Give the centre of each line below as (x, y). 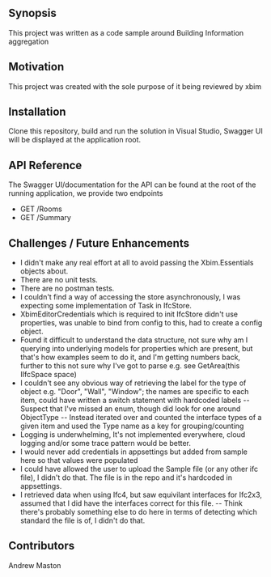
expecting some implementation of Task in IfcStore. (106, 306)
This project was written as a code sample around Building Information (126, 32)
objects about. (44, 271)
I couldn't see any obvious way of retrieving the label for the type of (133, 383)
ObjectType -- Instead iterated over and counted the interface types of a (141, 418)
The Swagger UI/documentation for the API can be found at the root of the (132, 185)
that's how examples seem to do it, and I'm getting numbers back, (130, 357)
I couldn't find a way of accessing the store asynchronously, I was (130, 297)
